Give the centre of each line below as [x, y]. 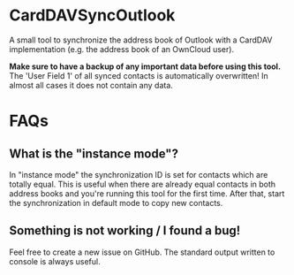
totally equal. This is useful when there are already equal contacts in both [143, 184]
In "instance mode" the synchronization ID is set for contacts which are [139, 174]
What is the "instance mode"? [94, 153]
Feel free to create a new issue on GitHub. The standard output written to [142, 252]
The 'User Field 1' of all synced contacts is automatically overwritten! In [139, 75]
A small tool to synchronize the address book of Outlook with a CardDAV [141, 40]
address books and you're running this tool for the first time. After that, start [147, 193]
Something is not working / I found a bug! [125, 231]
